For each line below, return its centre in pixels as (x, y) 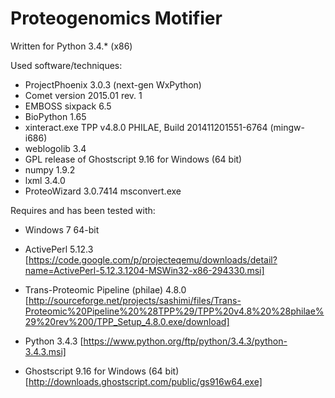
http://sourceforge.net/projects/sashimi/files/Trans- (135, 300)
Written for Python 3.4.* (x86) (71, 46)
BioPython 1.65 (55, 116)
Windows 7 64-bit (62, 229)
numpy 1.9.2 (50, 169)
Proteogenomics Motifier (116, 18)
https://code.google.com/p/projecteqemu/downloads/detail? (153, 259)
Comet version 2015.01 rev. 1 (83, 95)
